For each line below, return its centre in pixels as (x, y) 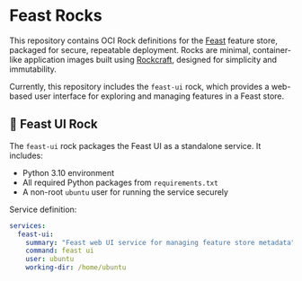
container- (272, 49)
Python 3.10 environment (68, 172)
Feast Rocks (56, 16)
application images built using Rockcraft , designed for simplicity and (150, 59)
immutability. (33, 69)
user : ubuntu (50, 259)
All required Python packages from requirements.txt (120, 182)
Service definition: (43, 209)
